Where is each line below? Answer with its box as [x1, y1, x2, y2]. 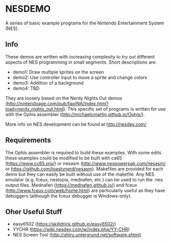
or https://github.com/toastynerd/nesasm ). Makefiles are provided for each [5, 166, 163, 172]
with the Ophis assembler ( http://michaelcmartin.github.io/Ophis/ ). [5, 111, 145, 117]
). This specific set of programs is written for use [63, 105, 166, 112]
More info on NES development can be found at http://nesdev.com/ [5, 121, 147, 127]
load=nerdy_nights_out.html [5, 105, 64, 112]
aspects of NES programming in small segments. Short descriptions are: [5, 59, 157, 65]
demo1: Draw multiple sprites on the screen [12, 69, 104, 75]
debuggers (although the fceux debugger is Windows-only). [5, 193, 132, 199]
